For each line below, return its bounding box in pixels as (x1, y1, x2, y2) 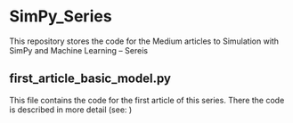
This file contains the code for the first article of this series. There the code (9, 94, 285, 105)
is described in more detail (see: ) (9, 104, 133, 115)
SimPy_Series (9, 6, 113, 27)
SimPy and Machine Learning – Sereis (9, 45, 149, 55)
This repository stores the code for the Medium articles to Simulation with (9, 36, 279, 46)
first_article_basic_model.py (9, 71, 172, 86)
